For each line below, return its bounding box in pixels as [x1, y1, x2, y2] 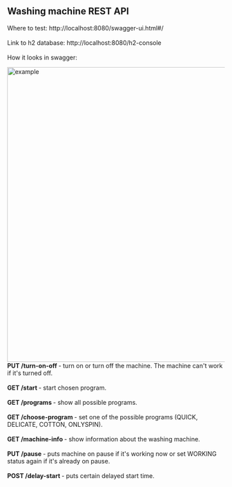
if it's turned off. [7, 369, 53, 377]
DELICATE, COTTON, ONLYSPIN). [7, 420, 104, 428]
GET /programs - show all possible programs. [7, 398, 138, 406]
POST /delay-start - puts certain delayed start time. [7, 471, 155, 479]
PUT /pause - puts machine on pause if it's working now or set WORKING [7, 449, 217, 458]
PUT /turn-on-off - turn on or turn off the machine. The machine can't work [7, 361, 223, 370]
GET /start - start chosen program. [7, 383, 107, 392]
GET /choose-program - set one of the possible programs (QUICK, [7, 412, 198, 421]
